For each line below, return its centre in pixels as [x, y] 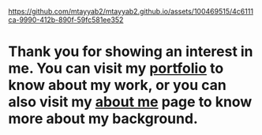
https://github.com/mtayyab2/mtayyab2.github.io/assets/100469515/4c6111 [131, 11]
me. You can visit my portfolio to [116, 68]
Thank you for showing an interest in [131, 52]
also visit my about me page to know [130, 102]
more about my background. [103, 119]
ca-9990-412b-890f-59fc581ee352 [66, 20]
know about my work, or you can [117, 85]
